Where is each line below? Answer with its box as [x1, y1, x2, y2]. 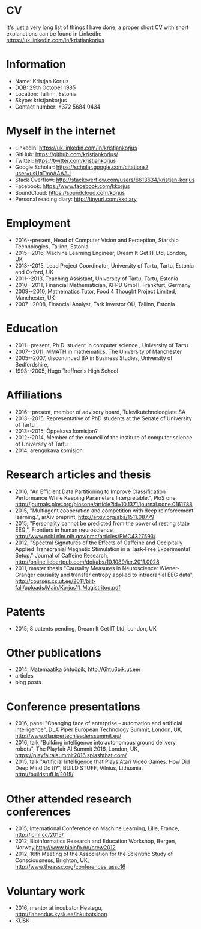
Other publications [6, 646, 102, 660]
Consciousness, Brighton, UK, [14, 857, 89, 864]
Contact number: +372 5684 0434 [14, 103, 101, 110]
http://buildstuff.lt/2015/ [14, 771, 74, 778]
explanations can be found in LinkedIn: [6, 30, 102, 37]
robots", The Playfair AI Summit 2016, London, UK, [14, 745, 140, 752]
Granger [14, 571, 36, 578]
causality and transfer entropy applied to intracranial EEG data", [37, 571, 194, 578]
